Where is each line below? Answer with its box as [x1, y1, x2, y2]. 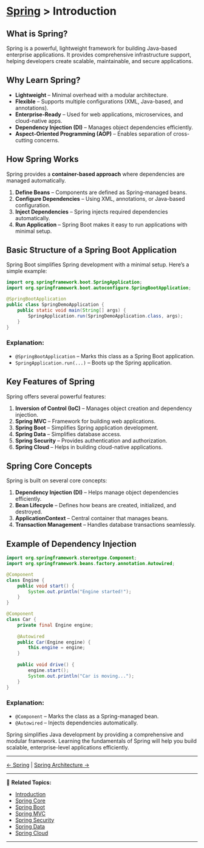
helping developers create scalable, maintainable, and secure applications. [6, 58, 193, 64]
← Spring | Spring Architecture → [6, 761, 90, 768]
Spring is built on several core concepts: [6, 477, 107, 484]
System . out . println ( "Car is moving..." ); [28, 673, 135, 679]
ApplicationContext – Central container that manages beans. [15, 515, 169, 522]
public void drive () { [17, 662, 75, 668]
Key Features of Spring [6, 377, 95, 387]
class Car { [6, 616, 36, 623]
